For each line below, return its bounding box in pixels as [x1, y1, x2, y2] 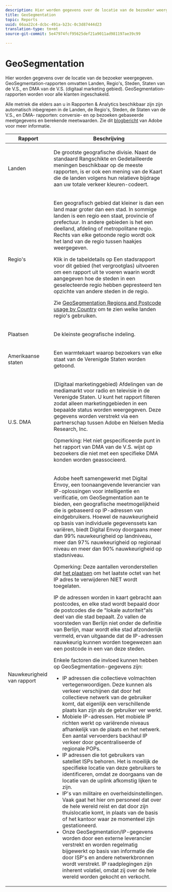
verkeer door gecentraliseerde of [62, 738, 142, 745]
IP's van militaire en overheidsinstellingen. [62, 790, 163, 797]
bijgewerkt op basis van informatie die [62, 847, 154, 855]
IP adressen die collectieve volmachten [62, 674, 156, 681]
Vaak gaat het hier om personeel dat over [62, 796, 161, 803]
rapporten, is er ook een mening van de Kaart [53, 168, 163, 175]
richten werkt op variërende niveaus [62, 719, 149, 727]
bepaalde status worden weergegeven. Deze [53, 406, 161, 413]
